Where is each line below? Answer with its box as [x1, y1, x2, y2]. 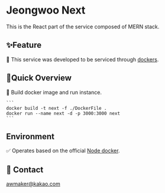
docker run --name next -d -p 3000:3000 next [6, 110, 120, 116]
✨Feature [6, 40, 42, 50]
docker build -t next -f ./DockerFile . [6, 105, 108, 111]
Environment [6, 131, 55, 142]
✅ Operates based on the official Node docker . [6, 147, 120, 154]
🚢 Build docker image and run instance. [6, 89, 102, 96]
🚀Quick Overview [6, 73, 72, 83]
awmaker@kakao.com [6, 181, 60, 188]
